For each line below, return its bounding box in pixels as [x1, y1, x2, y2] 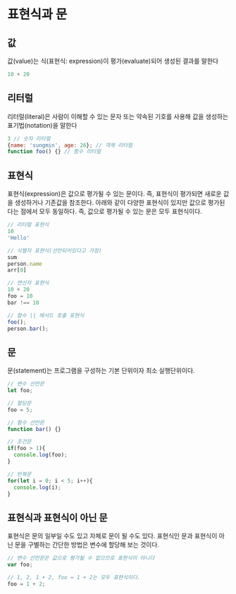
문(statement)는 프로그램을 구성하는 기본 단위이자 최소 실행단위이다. [7, 366, 195, 375]
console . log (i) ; [13, 484, 61, 491]
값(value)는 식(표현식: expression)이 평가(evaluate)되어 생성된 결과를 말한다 [7, 57, 219, 65]
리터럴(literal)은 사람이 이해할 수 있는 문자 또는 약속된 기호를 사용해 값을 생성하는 [7, 112, 229, 121]
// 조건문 [7, 438, 32, 445]
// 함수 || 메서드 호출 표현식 [7, 312, 85, 319]
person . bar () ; [7, 325, 49, 332]
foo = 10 [7, 293, 33, 300]
